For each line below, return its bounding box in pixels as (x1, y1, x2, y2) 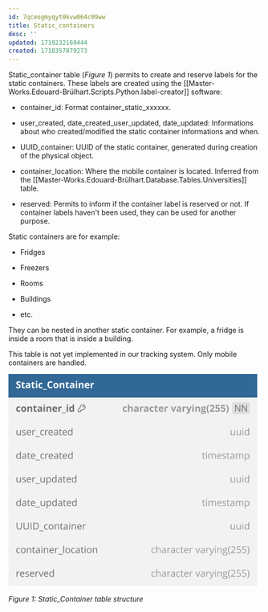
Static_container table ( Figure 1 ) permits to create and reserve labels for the (8, 70, 258, 80)
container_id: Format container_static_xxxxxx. (19, 103, 171, 113)
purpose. (19, 216, 51, 226)
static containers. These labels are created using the (8, 79, 182, 88)
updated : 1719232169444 (8, 39, 88, 47)
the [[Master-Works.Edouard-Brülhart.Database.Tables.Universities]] (19, 175, 247, 185)
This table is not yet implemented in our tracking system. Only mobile (8, 350, 238, 359)
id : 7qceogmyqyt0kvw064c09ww (8, 13, 106, 21)
